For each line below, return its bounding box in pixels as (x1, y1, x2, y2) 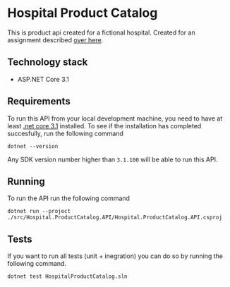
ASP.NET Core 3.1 (17, 75, 69, 83)
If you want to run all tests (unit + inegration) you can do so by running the (7, 252, 224, 260)
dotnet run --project (7, 208, 71, 215)
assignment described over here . (7, 35, 104, 44)
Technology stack (7, 56, 88, 68)
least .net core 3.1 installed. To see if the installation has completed (7, 121, 202, 130)
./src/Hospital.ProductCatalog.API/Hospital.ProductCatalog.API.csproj (7, 214, 222, 221)
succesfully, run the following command (7, 129, 123, 138)
